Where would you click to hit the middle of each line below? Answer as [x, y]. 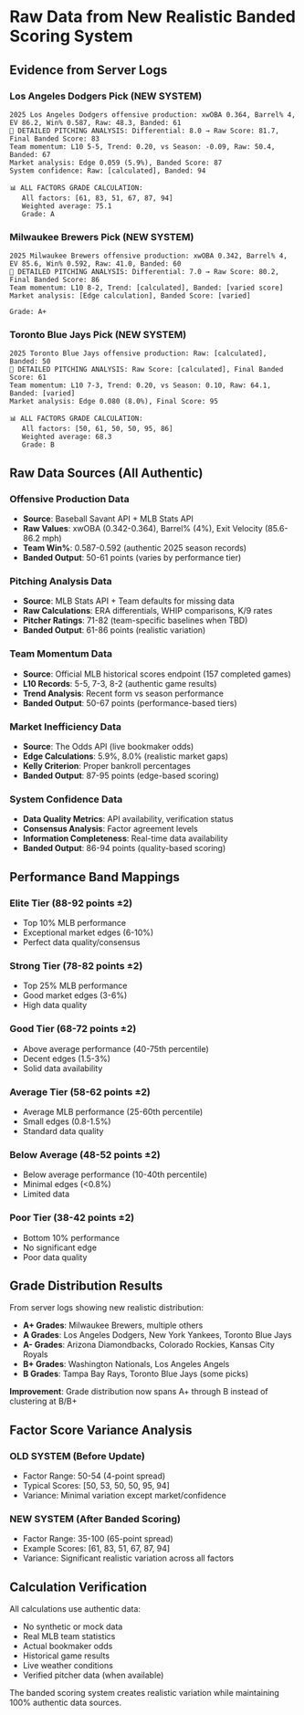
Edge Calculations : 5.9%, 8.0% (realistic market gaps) [126, 756]
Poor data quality [55, 1257]
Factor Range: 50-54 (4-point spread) [94, 1476]
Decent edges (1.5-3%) [67, 1058]
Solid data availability [63, 1068]
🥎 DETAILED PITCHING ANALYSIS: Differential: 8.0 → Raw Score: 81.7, [145, 131]
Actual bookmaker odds [68, 1647]
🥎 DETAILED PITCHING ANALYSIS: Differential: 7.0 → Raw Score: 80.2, [145, 272]
